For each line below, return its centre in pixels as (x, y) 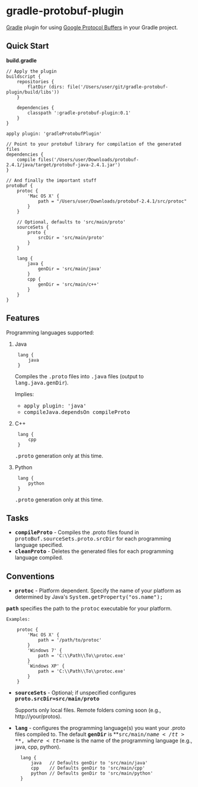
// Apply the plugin (32, 71)
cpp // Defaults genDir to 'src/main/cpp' (88, 768)
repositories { (36, 81)
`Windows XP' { (46, 666)
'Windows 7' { (45, 651)
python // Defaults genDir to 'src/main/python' (92, 773)
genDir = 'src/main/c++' (68, 284)
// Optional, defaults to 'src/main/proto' (71, 222)
